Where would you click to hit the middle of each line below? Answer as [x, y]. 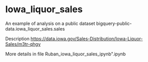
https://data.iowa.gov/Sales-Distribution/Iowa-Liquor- [87, 39]
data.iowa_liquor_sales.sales [35, 28]
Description [17, 39]
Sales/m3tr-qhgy [23, 44]
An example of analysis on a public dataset [50, 23]
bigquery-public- [114, 23]
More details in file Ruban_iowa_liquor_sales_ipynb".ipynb [66, 54]
